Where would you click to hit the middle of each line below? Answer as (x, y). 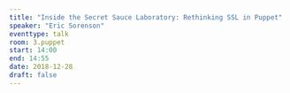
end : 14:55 (29, 58)
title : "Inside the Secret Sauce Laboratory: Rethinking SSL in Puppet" (146, 17)
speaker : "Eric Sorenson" (57, 26)
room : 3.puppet (37, 42)
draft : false (33, 75)
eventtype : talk (39, 34)
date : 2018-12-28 (41, 67)
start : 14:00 (33, 50)
